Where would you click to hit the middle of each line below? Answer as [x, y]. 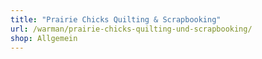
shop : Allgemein [44, 38]
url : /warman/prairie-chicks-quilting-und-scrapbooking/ [131, 29]
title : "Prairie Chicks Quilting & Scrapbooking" [116, 19]
